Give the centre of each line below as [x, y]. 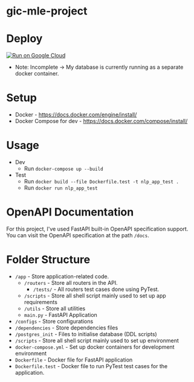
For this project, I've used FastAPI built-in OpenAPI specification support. [97, 229]
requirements [40, 302]
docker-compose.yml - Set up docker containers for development [95, 347]
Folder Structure [48, 260]
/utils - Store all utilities [55, 308]
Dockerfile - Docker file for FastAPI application [74, 360]
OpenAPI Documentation [70, 212]
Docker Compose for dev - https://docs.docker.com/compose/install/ [101, 121]
